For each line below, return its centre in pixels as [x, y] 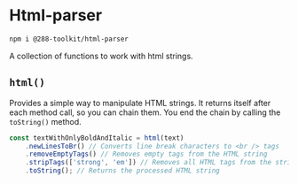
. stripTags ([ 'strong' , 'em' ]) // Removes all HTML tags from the [149, 163]
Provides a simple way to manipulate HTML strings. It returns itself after [140, 103]
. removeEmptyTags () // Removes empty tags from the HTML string [146, 154]
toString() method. [45, 121]
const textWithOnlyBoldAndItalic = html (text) [97, 138]
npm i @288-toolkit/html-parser [69, 39]
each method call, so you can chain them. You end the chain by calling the [145, 112]
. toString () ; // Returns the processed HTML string [122, 171]
